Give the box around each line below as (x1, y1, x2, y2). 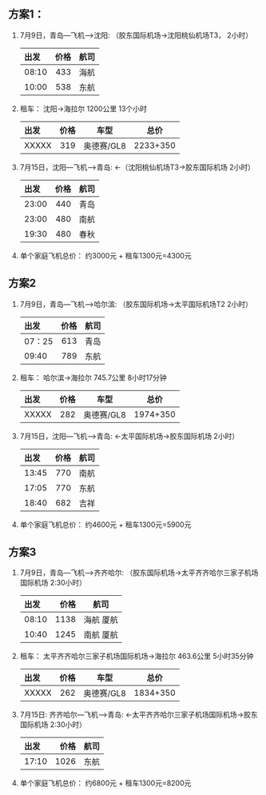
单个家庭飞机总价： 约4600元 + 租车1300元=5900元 (19, 519, 192, 529)
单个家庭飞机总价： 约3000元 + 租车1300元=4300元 (19, 250, 192, 260)
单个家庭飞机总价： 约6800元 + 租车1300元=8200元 (19, 778, 192, 788)
